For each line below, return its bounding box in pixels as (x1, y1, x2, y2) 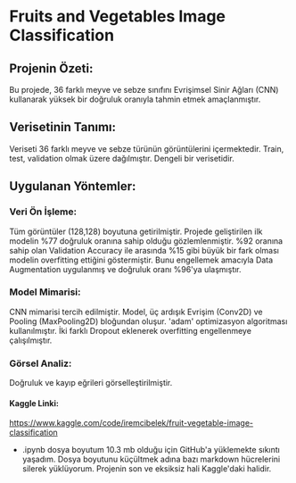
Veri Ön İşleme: (9, 205, 78, 218)
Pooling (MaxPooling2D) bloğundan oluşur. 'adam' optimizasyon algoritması (9, 315, 288, 327)
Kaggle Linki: (9, 397, 60, 408)
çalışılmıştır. (9, 335, 53, 346)
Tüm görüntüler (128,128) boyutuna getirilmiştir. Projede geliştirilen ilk (9, 226, 263, 237)
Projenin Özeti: (9, 61, 94, 76)
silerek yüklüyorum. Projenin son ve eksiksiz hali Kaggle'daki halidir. (21, 463, 272, 474)
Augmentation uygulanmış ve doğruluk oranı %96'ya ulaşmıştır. (9, 263, 243, 274)
